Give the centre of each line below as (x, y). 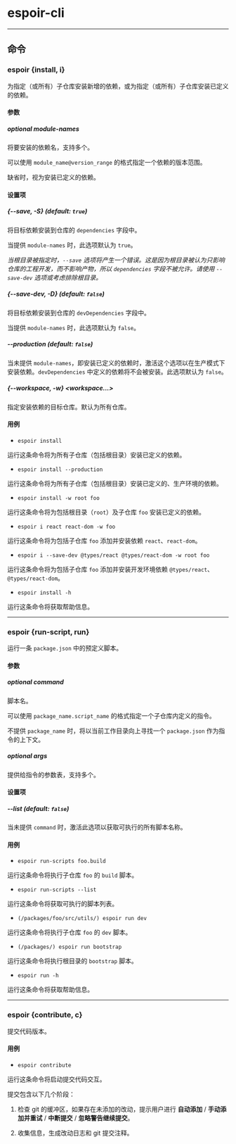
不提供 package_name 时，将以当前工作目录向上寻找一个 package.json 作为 (113, 731)
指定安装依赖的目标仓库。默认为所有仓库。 (69, 407)
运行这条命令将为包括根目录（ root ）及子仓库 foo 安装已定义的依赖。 (106, 512)
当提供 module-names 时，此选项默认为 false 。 (74, 327)
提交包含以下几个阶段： (41, 1094)
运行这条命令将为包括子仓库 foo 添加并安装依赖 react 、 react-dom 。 (104, 541)
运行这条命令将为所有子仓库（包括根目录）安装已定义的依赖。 (97, 455)
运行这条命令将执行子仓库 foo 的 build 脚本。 (73, 875)
